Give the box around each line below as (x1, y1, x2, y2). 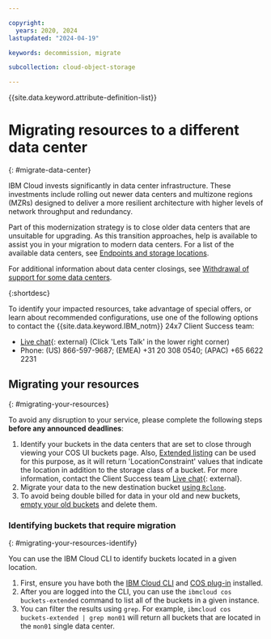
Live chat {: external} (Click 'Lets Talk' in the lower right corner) (19, 337, 231, 347)
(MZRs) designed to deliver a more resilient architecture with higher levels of (8, 198, 264, 208)
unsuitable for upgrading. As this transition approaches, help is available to (8, 231, 257, 241)
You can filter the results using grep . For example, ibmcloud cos (19, 604, 231, 614)
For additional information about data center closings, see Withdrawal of (8, 264, 249, 274)
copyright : (8, 19, 45, 27)
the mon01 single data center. (19, 621, 115, 631)
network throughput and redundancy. (8, 207, 133, 217)
